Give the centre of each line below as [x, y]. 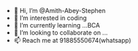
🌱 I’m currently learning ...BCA [57, 25]
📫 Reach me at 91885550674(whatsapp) [72, 40]
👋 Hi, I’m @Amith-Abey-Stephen [60, 11]
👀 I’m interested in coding [50, 18]
